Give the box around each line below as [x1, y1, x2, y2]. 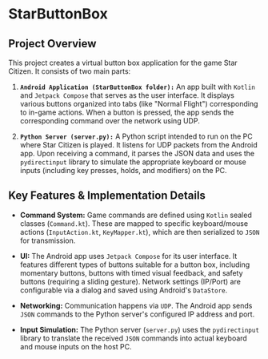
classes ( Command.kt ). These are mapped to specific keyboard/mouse [19, 218, 249, 228]
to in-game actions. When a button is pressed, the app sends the [19, 107, 234, 117]
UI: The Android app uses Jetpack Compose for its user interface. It [19, 251, 238, 260]
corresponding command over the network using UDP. [19, 116, 200, 125]
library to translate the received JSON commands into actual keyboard [19, 333, 248, 343]
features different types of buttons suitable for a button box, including [19, 260, 250, 269]
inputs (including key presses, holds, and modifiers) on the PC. [19, 166, 227, 175]
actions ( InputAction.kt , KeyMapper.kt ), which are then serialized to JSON [19, 227, 260, 236]
